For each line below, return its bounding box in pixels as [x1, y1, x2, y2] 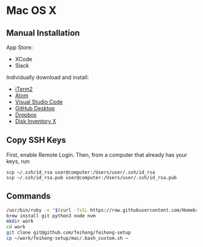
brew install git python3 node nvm [6, 212, 96, 219]
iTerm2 [14, 85, 33, 93]
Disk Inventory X [14, 117, 56, 125]
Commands [6, 191, 51, 202]
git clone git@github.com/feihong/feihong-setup [6, 229, 131, 236]
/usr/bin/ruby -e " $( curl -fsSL [6, 207, 88, 213]
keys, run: [6, 157, 31, 165]
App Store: [6, 44, 33, 51]
